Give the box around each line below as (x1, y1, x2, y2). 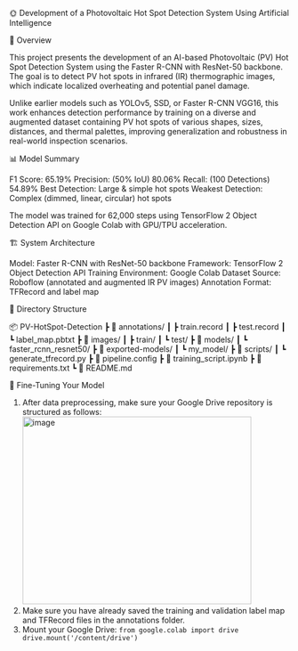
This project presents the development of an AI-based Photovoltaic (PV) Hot (9, 53, 289, 62)
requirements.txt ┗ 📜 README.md (9, 362, 133, 373)
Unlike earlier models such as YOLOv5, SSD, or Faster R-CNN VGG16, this (9, 98, 278, 108)
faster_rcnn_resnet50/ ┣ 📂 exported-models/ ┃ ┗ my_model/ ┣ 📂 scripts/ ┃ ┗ (9, 344, 286, 354)
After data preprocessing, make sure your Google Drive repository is (21, 397, 273, 408)
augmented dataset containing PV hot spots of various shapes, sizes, (9, 117, 263, 127)
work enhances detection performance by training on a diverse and (9, 107, 256, 118)
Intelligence (9, 18, 52, 28)
